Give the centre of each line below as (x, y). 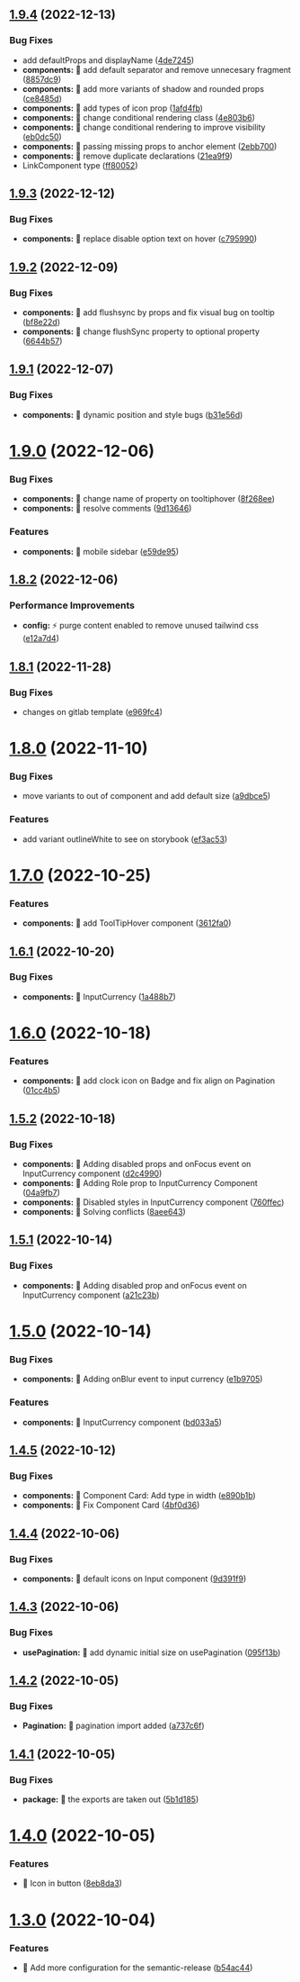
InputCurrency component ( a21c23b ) (91, 1295)
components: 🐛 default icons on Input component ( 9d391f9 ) (134, 1579)
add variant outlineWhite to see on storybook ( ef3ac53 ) (125, 839)
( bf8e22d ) (41, 322)
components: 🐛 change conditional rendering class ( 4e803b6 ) (139, 117)
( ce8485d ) (42, 98)
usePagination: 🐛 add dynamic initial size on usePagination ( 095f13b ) (151, 1652)
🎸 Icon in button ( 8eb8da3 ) (72, 1883)
